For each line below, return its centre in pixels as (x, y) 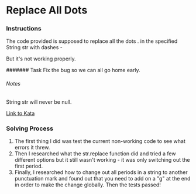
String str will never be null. (39, 102)
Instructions (24, 29)
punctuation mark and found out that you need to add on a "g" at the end (102, 178)
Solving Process (30, 128)
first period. (29, 166)
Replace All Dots (47, 10)
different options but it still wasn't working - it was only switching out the (102, 159)
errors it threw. (32, 147)
